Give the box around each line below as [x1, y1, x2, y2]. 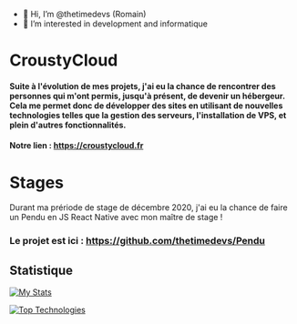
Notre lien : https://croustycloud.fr [9, 140, 144, 151]
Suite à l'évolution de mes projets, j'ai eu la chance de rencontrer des [9, 80, 276, 91]
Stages [9, 172, 65, 193]
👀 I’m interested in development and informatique [22, 18, 208, 29]
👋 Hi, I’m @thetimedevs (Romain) [22, 9, 147, 19]
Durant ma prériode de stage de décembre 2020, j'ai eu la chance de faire [9, 202, 289, 213]
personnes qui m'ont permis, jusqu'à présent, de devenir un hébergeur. [9, 90, 285, 101]
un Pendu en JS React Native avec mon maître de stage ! [9, 212, 223, 223]
